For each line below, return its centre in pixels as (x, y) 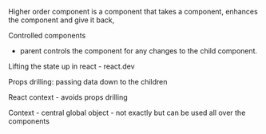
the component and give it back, (62, 20)
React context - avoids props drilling (68, 97)
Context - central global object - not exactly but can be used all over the (127, 112)
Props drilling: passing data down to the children (88, 82)
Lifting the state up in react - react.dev (71, 66)
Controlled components (47, 35)
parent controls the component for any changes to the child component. (139, 51)
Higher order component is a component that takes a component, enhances (133, 12)
